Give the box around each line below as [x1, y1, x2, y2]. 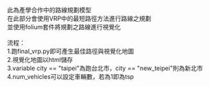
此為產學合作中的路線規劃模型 [7, 6, 91, 14]
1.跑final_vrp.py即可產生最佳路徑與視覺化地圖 [7, 47, 135, 55]
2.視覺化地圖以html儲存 [7, 56, 73, 63]
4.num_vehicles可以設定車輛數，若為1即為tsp [7, 73, 135, 80]
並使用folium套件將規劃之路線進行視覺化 [7, 23, 121, 31]
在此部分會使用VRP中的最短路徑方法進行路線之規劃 [7, 14, 152, 22]
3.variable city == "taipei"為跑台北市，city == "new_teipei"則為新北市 [7, 64, 204, 72]
